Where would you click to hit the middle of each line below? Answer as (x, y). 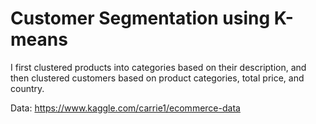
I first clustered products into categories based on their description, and (158, 67)
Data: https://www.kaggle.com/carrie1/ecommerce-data (125, 108)
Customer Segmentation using (140, 18)
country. (27, 88)
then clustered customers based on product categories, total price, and (157, 78)
